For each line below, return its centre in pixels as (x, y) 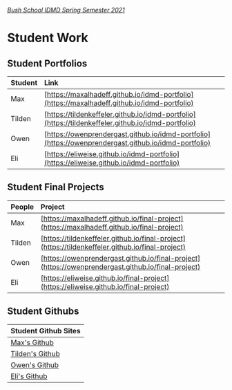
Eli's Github (29, 376)
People (22, 207)
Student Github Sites (46, 331)
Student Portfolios (47, 63)
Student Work (48, 38)
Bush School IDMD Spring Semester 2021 (66, 10)
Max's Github (32, 342)
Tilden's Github (35, 353)
